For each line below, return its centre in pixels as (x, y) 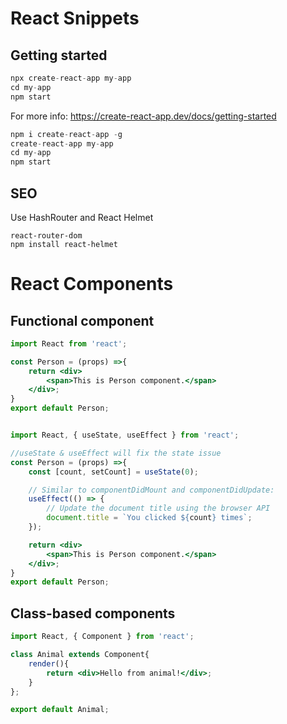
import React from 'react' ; (69, 343)
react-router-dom (46, 235)
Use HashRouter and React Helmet (82, 217)
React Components (92, 284)
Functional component (82, 320)
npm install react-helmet (64, 244)
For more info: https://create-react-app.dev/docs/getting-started (143, 116)
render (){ (49, 663)
